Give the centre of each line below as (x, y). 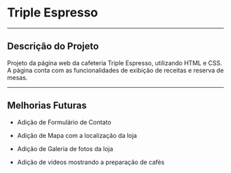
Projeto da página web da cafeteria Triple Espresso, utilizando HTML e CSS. (114, 62)
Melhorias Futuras (47, 105)
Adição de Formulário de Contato (64, 122)
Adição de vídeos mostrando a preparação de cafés (91, 162)
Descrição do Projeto (53, 46)
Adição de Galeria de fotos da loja (65, 148)
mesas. (18, 78)
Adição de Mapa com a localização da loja (77, 135)
